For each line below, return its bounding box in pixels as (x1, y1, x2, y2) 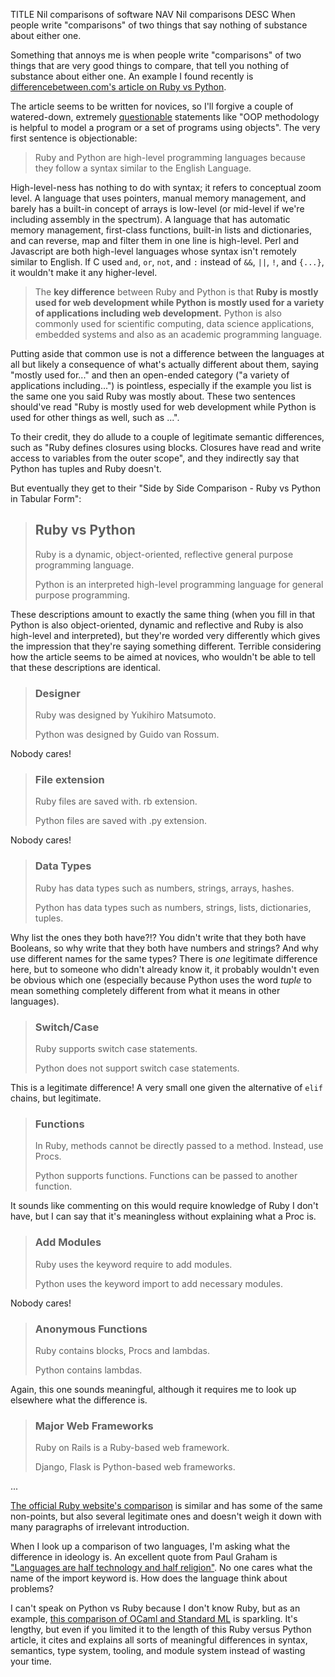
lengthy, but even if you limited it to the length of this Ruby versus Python (10, 1624, 312, 1636)
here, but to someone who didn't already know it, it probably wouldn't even (10, 963, 320, 975)
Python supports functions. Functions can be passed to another (34, 1170, 298, 1182)
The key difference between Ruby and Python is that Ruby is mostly (34, 286, 319, 298)
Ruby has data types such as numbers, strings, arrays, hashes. (34, 882, 295, 894)
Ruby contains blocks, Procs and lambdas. (34, 1344, 211, 1356)
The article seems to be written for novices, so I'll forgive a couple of (10, 100, 294, 112)
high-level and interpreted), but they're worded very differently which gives (10, 629, 321, 641)
